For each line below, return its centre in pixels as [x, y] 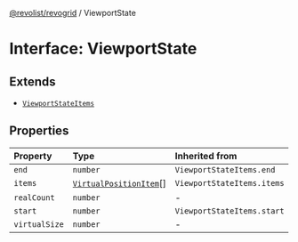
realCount [34, 198]
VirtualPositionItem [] [120, 183]
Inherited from [206, 156]
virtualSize [39, 224]
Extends [32, 81]
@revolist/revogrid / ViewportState [72, 13]
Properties [39, 131]
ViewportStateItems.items [230, 183]
